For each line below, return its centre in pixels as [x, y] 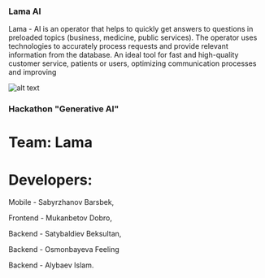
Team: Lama [51, 143]
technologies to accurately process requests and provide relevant [119, 46]
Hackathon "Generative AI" [64, 109]
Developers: [50, 180]
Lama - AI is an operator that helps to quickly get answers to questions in [131, 29]
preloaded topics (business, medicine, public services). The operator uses [133, 37]
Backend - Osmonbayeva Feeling [64, 250]
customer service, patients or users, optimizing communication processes [132, 63]
